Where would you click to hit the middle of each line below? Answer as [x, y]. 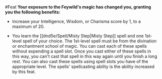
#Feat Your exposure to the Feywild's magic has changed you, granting [78, 7]
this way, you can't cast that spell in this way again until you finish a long [85, 56]
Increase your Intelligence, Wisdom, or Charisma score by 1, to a [76, 21]
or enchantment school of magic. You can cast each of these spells [79, 46]
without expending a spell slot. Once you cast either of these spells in [81, 51]
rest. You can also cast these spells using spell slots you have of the [80, 61]
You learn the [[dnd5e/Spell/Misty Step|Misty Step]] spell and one [78, 36]
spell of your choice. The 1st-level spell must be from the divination [89, 41]
